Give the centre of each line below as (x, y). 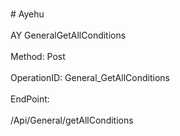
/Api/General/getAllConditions (72, 120)
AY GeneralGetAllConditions (68, 35)
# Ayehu (27, 14)
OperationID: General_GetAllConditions (90, 77)
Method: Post (38, 56)
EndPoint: (30, 99)
